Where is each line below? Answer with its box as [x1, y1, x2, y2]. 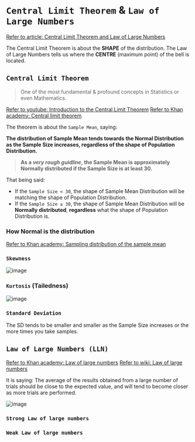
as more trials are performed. [6, 389, 77, 396]
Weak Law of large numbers [6, 429, 83, 436]
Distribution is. [14, 212, 50, 220]
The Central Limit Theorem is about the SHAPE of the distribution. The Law [6, 45, 187, 52]
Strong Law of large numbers [6, 415, 90, 421]
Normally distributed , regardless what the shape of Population [14, 206, 168, 213]
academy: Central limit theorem [6, 112, 82, 119]
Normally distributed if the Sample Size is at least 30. [20, 165, 153, 172]
